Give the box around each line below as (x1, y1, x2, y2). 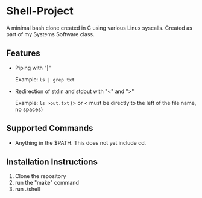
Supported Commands (6, 123, 93, 133)
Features (6, 48, 40, 59)
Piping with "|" (14, 64, 51, 71)
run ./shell (14, 185, 40, 193)
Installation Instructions (6, 156, 98, 167)
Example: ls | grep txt (14, 75, 75, 83)
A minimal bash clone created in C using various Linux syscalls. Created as (6, 24, 193, 31)
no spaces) (14, 106, 43, 113)
